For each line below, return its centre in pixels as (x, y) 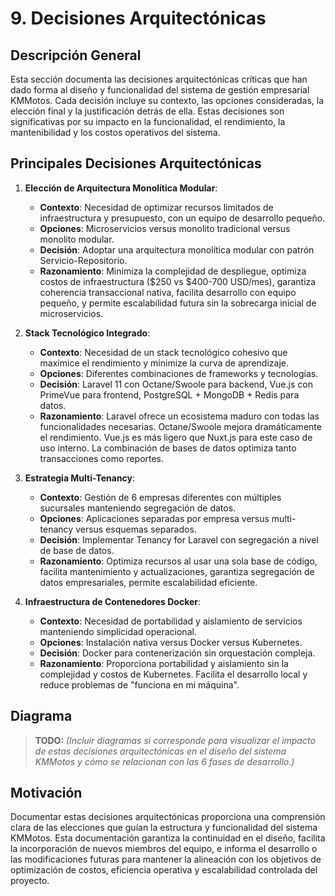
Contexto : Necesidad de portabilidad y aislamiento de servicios (171, 621)
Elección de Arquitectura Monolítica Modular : (121, 188)
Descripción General (76, 55)
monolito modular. (77, 239)
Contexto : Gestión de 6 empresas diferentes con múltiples (160, 497)
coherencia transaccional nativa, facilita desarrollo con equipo (168, 292)
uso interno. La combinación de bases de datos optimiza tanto (168, 448)
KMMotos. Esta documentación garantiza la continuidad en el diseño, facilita (168, 838)
